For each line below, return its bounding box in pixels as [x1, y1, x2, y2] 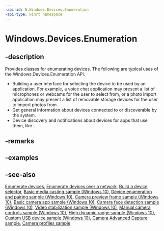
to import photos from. [12, 102, 58, 108]
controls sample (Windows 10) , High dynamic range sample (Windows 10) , [5, 210, 156, 216]
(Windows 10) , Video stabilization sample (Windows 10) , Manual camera [5, 204, 151, 210]
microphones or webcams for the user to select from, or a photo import [12, 91, 157, 97]
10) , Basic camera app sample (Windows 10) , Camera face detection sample [5, 199, 160, 205]
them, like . [12, 122, 35, 128]
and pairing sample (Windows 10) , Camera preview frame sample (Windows [5, 194, 159, 200]
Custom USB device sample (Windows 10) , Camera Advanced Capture [5, 215, 148, 221]
